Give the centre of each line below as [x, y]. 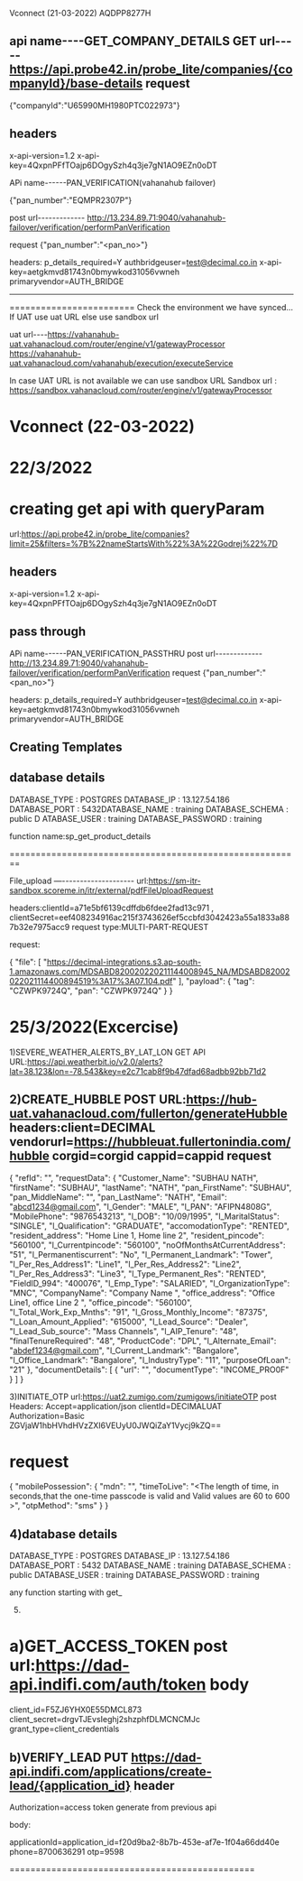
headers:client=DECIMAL [83, 1128]
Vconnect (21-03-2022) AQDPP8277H [80, 13]
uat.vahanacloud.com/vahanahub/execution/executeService [121, 363]
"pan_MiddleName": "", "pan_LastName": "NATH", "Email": [118, 1197]
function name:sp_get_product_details [80, 836]
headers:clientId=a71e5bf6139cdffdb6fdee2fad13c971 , [112, 908]
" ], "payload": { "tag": [214, 981]
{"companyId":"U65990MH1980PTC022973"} [95, 105]
